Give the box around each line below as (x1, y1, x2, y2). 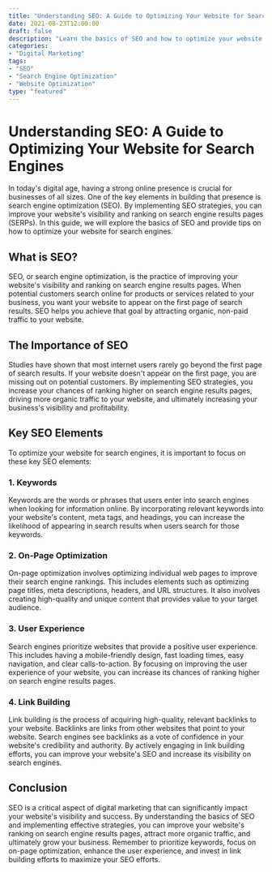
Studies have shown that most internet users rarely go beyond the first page (8, 359, 263, 369)
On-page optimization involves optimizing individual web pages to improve (8, 569, 257, 578)
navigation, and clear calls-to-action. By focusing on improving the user (8, 659, 249, 668)
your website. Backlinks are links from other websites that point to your (8, 723, 245, 732)
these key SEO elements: (8, 456, 91, 466)
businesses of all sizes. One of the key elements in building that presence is (8, 192, 261, 202)
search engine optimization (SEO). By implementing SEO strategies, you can (8, 200, 262, 211)
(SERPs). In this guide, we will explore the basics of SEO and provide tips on (8, 218, 261, 228)
